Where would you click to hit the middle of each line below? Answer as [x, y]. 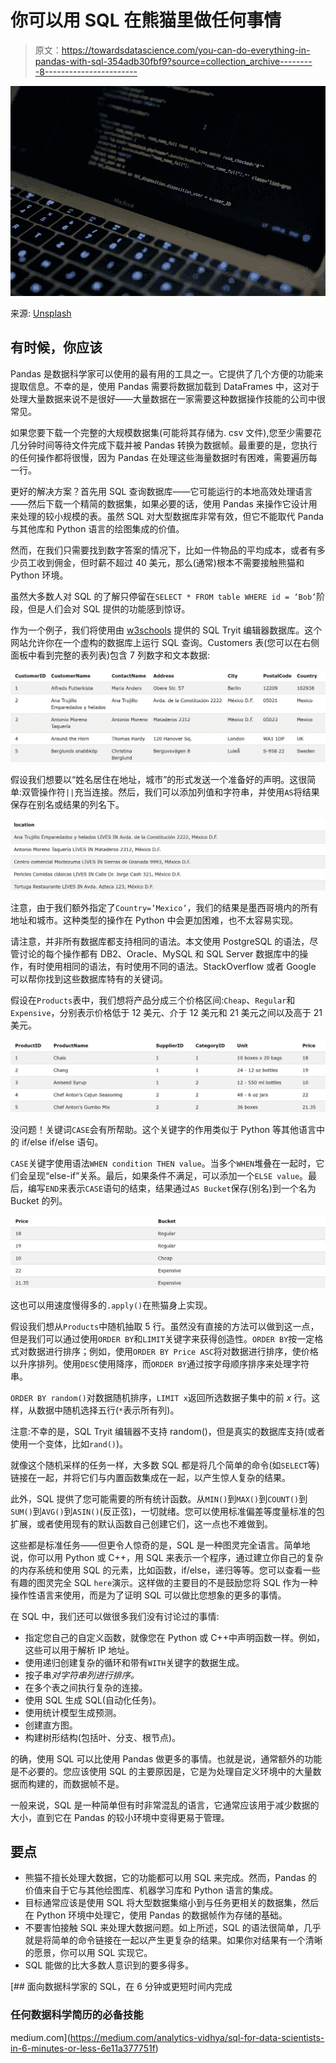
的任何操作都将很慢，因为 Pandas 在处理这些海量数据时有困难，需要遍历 [159, 457]
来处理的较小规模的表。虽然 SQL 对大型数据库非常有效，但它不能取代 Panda [167, 516]
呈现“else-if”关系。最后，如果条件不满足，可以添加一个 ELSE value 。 [168, 1175]
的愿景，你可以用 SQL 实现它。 [88, 1953]
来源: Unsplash [41, 313]
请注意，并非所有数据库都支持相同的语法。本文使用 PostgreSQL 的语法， [160, 941]
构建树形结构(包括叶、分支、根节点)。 [103, 1737]
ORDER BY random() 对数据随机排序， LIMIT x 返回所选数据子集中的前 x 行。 [161, 1397]
